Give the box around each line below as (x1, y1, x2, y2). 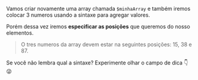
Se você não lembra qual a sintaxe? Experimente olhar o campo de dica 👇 (6, 59, 188, 66)
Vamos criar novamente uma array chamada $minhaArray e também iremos (6, 5, 191, 12)
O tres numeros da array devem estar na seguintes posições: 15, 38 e (20, 41, 193, 48)
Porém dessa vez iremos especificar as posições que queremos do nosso (6, 23, 190, 30)
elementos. (6, 29, 34, 36)
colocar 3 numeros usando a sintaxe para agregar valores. (6, 11, 151, 19)
